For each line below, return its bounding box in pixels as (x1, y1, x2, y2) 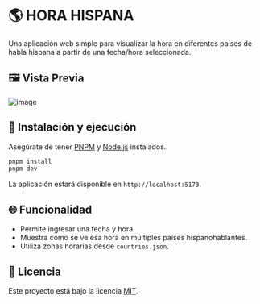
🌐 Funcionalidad (8, 202, 93, 216)
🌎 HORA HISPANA (8, 6, 134, 25)
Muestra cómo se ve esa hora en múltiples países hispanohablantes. (19, 233, 248, 243)
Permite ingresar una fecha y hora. (19, 224, 135, 234)
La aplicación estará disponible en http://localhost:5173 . (8, 179, 201, 189)
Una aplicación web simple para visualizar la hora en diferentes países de (8, 38, 252, 48)
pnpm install (8, 157, 52, 165)
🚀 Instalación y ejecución (8, 120, 137, 134)
